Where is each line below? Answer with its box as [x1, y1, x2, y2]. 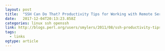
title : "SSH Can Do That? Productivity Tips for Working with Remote [5, 12, 153, 17]
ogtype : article [5, 39, 38, 44]
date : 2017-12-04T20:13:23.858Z [5, 16, 76, 21]
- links [9, 34, 26, 39]
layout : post [5, 7, 32, 12]
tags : [5, 30, 16, 34]
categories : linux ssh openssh [5, 20, 69, 26]
